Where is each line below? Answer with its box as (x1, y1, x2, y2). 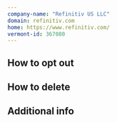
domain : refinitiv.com (7, 17, 75, 24)
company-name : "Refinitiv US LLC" (7, 10, 111, 18)
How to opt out (7, 56, 74, 68)
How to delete (7, 81, 71, 93)
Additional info (7, 105, 75, 118)
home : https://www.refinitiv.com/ (7, 24, 111, 31)
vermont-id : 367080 (7, 30, 66, 38)
